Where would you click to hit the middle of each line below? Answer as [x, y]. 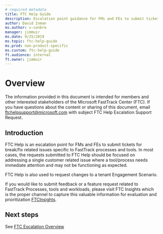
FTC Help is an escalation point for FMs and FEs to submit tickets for [73, 144]
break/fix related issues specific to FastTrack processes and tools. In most [79, 150]
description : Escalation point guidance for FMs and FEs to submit [75, 18]
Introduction [24, 133]
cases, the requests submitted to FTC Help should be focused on [70, 155]
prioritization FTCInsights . [31, 199]
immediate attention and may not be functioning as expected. [66, 165]
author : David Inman [26, 23]
